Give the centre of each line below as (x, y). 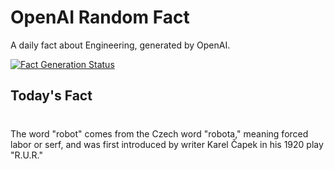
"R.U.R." (26, 155)
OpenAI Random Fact (100, 17)
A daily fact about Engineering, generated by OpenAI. (120, 45)
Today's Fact (51, 96)
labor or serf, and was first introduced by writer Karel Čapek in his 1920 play (167, 144)
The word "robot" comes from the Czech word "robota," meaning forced (159, 133)
